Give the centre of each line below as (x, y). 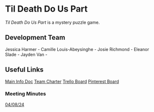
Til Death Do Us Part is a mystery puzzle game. (52, 22)
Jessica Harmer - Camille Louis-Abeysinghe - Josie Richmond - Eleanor (77, 49)
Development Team (35, 38)
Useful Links (24, 70)
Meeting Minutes (26, 94)
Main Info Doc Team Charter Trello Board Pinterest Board (62, 81)
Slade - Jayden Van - (26, 54)
